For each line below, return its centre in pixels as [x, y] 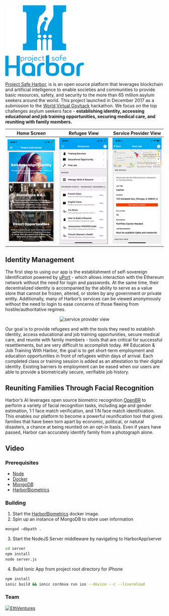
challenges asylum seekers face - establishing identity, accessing [75, 111]
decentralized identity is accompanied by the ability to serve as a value [79, 288]
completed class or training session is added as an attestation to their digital [84, 361]
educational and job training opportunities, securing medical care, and [80, 116]
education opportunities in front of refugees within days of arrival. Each [79, 356]
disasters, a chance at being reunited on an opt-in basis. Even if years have [83, 427]
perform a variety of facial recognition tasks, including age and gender [78, 406]
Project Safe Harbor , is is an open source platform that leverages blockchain [84, 84]
